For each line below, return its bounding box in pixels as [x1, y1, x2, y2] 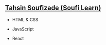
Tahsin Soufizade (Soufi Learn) [5, 4, 101, 12]
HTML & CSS [12, 16, 38, 22]
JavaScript [12, 26, 34, 32]
